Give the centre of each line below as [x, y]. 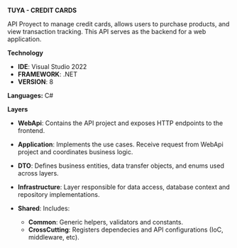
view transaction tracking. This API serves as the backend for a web [107, 32]
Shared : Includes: [44, 208]
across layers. [38, 173]
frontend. [31, 130]
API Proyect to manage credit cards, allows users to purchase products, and [118, 24]
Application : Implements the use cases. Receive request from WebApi [120, 144]
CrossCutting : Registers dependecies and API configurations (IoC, [126, 230]
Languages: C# [31, 96]
